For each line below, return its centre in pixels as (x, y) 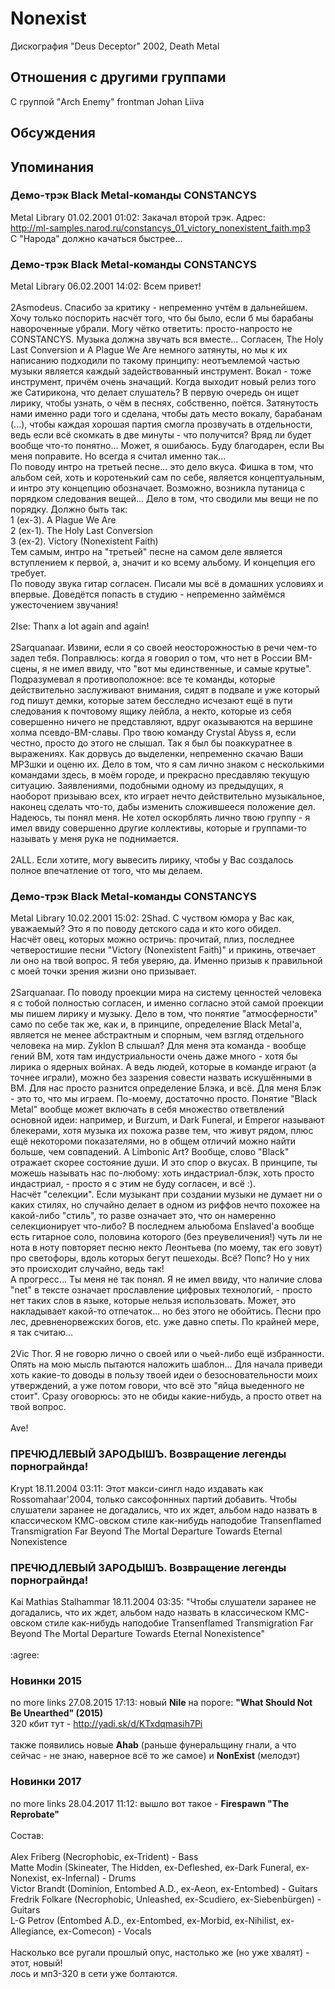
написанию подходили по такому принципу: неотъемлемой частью (155, 361)
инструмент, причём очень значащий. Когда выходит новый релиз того (163, 382)
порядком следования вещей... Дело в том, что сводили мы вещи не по (164, 499)
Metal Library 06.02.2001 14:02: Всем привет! (106, 286)
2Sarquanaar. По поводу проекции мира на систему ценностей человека (166, 993)
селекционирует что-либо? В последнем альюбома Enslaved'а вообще (162, 1226)
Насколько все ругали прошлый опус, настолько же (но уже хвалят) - (160, 1952)
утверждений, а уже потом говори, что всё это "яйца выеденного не (157, 1386)
